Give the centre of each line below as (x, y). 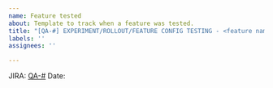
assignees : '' (32, 46)
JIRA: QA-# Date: (37, 76)
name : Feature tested (45, 16)
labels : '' (27, 38)
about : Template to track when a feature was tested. (102, 23)
